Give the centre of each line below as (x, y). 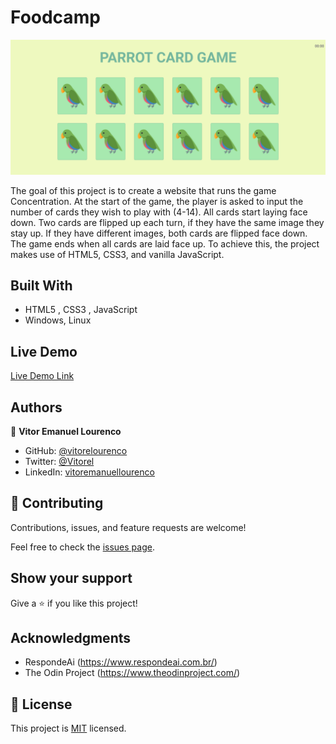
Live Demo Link (42, 376)
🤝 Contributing (57, 503)
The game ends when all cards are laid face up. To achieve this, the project (165, 243)
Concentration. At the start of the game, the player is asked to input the (157, 201)
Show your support (71, 578)
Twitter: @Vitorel (59, 461)
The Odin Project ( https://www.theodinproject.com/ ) (132, 673)
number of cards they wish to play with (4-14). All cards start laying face (159, 212)
